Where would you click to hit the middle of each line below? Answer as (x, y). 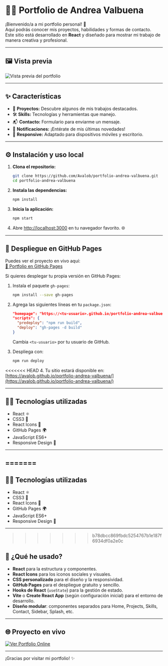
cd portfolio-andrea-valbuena (44, 181)
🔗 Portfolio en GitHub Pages (34, 266)
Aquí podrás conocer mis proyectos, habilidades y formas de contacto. (78, 29)
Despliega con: (28, 352)
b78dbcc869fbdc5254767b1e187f (127, 535)
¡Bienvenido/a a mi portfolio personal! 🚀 (46, 24)
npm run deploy (28, 361)
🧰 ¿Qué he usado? (34, 557)
